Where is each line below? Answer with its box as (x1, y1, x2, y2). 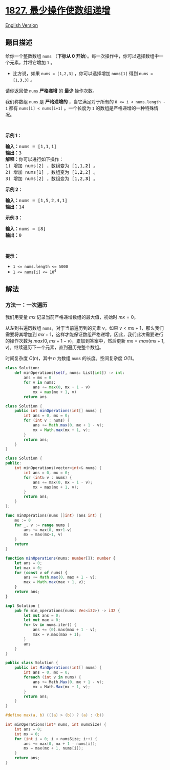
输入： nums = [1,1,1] (5, 144, 57, 149)
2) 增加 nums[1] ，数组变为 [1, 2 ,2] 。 (5, 169, 98, 175)
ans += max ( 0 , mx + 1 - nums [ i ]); (24, 741, 97, 746)
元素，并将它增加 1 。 (9, 59, 55, 65)
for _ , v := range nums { (14, 523, 70, 528)
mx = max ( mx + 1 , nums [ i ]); (24, 746, 83, 751)
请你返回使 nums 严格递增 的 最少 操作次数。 (5, 87, 97, 94)
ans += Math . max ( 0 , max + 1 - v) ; (24, 575, 97, 580)
